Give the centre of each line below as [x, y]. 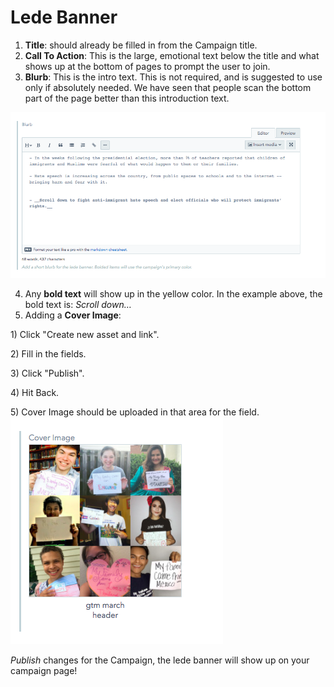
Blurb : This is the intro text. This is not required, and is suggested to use [173, 77]
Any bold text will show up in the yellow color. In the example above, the [173, 293]
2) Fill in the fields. [48, 353]
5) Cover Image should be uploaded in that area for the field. [135, 412]
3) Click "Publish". [47, 373]
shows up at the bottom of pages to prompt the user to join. [147, 66]
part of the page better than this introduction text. [127, 98]
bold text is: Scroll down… [78, 304]
